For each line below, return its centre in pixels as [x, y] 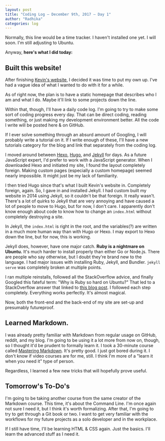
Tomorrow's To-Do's [37, 386]
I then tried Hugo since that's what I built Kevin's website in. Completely [78, 185]
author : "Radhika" [24, 19]
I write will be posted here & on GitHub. [45, 125]
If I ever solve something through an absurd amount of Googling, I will [76, 135]
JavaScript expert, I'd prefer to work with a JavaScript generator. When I [79, 160]
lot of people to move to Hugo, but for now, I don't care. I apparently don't [80, 206]
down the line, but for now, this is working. [48, 237]
